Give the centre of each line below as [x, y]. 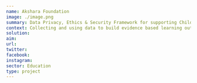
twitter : [17, 50]
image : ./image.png [30, 17]
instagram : [19, 60]
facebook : [18, 55]
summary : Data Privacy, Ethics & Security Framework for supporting [91, 22]
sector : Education [28, 66]
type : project [23, 71]
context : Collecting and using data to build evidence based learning [94, 28]
